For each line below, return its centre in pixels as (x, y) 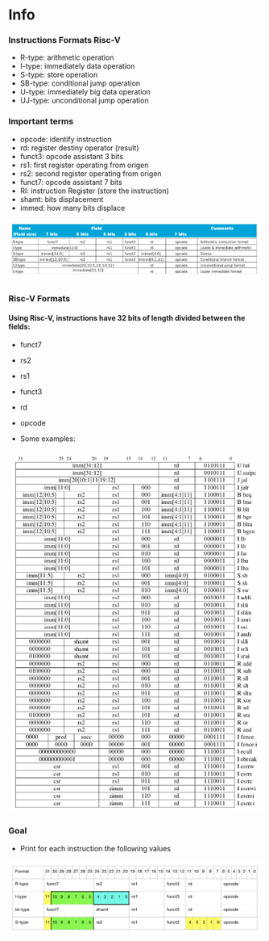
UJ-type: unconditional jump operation (84, 101)
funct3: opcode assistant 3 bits (71, 156)
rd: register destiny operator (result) (79, 148)
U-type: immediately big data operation (85, 92)
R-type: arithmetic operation (67, 57)
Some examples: (48, 439)
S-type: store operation (59, 75)
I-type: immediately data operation (77, 66)
